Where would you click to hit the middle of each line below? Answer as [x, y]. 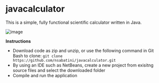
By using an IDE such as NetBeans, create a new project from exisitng [83, 65]
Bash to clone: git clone [37, 56]
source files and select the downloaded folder [59, 70]
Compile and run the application [45, 75]
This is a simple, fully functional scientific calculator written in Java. [74, 22]
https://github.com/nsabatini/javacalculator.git [64, 60]
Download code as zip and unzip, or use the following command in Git [83, 50]
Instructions [18, 41]
